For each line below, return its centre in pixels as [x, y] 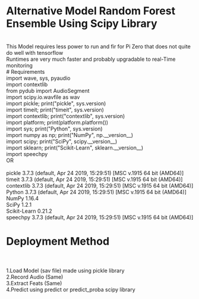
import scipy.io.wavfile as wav [43, 97]
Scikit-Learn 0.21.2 [29, 211]
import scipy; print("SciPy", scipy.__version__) [62, 141]
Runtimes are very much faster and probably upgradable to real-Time [91, 59]
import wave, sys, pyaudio [38, 78]
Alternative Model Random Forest [91, 11]
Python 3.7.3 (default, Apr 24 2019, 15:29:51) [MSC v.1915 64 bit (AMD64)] [97, 192]
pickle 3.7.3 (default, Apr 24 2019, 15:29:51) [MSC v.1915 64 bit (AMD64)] [95, 173]
